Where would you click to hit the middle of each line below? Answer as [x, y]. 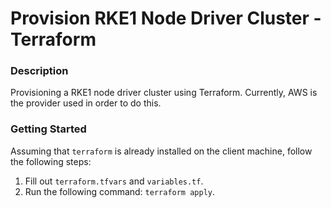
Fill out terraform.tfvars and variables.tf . [114, 181]
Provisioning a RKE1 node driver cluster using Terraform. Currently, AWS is [164, 93]
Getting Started [48, 129]
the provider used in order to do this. [86, 103]
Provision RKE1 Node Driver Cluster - [166, 18]
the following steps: [51, 161]
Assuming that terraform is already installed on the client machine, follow [161, 151]
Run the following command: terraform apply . [120, 191]
